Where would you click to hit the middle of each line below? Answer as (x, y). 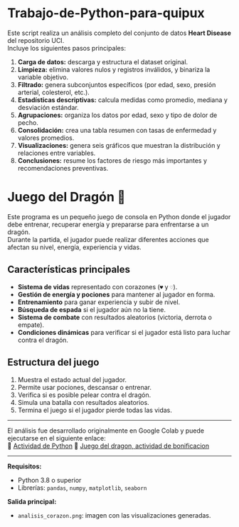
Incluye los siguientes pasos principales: (67, 48)
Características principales (69, 270)
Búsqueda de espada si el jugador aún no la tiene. (91, 309)
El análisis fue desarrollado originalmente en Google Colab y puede (106, 431)
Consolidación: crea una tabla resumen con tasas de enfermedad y (117, 130)
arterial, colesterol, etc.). (54, 92)
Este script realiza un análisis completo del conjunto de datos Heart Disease (119, 33)
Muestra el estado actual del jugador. (72, 379)
